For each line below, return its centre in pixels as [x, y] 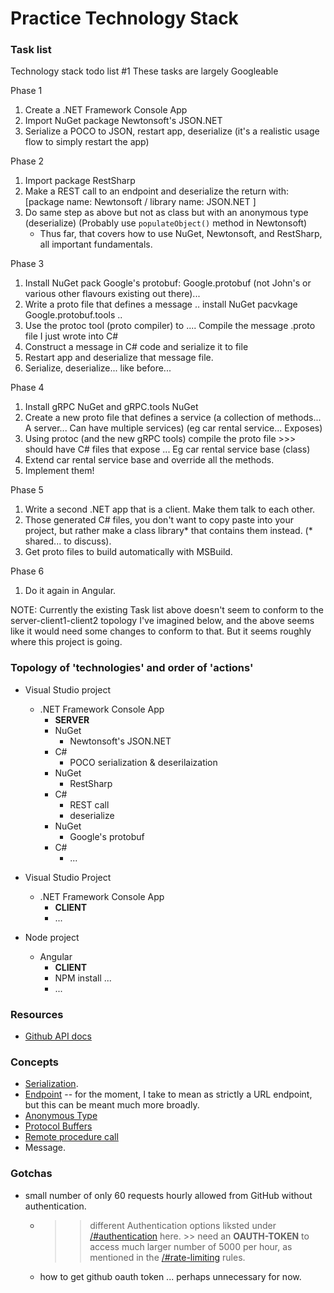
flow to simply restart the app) [87, 142]
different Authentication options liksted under [183, 1225]
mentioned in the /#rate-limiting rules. [167, 1257]
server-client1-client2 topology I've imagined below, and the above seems [162, 621]
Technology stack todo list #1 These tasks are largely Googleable [144, 71]
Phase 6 [27, 571]
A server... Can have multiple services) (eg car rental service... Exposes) [173, 428]
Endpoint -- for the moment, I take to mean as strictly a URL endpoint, [168, 1094]
